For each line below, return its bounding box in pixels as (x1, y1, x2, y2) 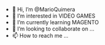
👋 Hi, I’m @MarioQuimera (12, 6, 76, 13)
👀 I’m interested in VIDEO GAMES (12, 12, 96, 19)
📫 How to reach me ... (12, 32, 69, 39)
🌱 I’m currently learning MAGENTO (12, 19, 99, 26)
